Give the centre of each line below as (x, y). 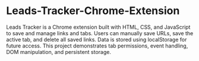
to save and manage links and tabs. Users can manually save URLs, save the (100, 33)
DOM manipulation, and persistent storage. (59, 52)
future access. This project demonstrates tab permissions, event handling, (97, 46)
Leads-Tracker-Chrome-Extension (93, 11)
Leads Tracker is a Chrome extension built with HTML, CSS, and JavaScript (98, 27)
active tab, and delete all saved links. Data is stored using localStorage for (97, 39)
